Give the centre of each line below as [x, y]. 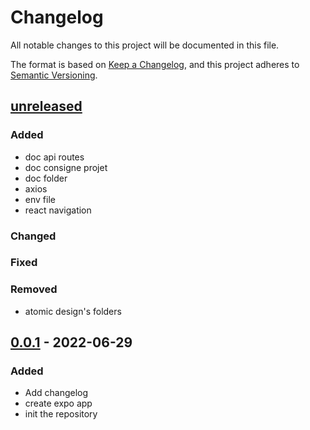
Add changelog [56, 393]
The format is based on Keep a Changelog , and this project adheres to [155, 64]
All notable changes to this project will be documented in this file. [145, 45]
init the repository [61, 414]
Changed [33, 236]
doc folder [46, 178]
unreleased [46, 106]
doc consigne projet [66, 167]
